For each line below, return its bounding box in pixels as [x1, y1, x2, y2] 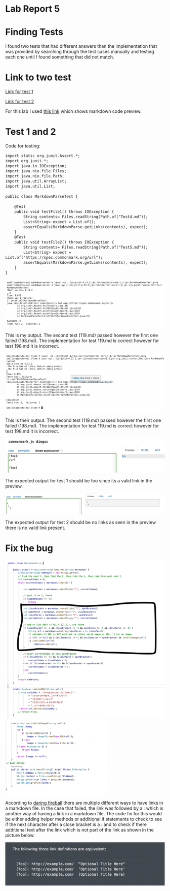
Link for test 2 [5, 99, 34, 105]
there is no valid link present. [5, 525, 66, 531]
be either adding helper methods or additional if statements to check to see [5, 816, 162, 822]
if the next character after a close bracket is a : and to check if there [5, 821, 147, 827]
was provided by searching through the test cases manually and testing [5, 49, 154, 55]
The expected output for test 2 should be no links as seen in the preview [5, 519, 156, 525]
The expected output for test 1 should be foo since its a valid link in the [5, 478, 153, 484]
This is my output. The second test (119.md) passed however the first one [5, 332, 158, 338]
